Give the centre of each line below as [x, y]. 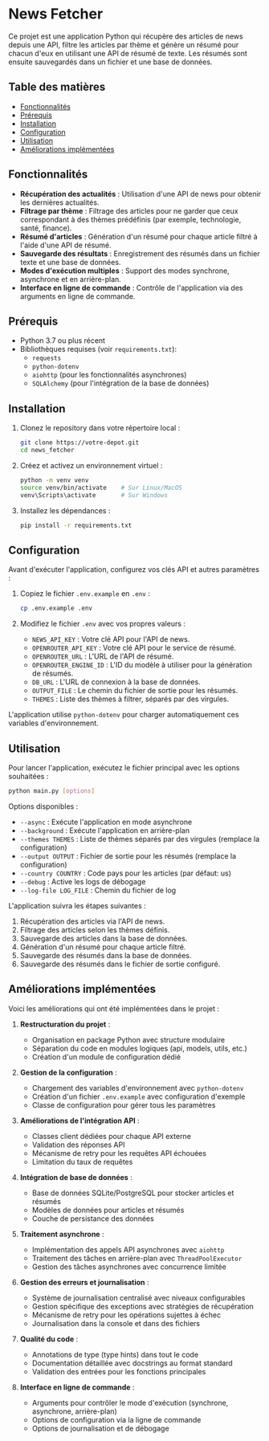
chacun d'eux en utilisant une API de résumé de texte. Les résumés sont [128, 53]
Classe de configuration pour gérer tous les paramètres [124, 1104]
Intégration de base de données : [76, 1177]
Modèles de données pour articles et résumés [108, 1210]
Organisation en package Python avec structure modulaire [128, 1039]
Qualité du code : [49, 1339]
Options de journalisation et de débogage [101, 1428]
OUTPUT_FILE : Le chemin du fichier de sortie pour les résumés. [135, 691]
